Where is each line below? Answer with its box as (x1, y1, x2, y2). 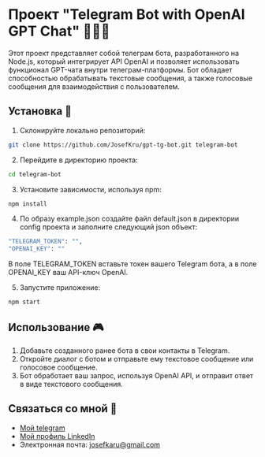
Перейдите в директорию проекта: (19, 155, 138, 165)
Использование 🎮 (8, 321, 104, 334)
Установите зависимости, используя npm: (19, 184, 162, 194)
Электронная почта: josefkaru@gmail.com (19, 440, 160, 449)
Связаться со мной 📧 (8, 402, 118, 415)
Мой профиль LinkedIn (19, 431, 95, 440)
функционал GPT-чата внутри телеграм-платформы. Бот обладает (8, 65, 233, 74)
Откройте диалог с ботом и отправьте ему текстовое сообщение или (19, 354, 254, 363)
